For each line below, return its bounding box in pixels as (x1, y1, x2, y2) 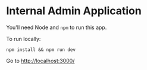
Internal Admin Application (6, 4, 142, 18)
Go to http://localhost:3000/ (6, 57, 75, 64)
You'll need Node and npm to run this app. (6, 24, 107, 31)
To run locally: (6, 35, 41, 42)
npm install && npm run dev (6, 46, 76, 53)
